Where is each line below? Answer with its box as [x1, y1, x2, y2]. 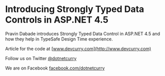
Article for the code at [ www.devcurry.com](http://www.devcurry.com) [5, 45, 151, 51]
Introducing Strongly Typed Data [5, 3, 144, 15]
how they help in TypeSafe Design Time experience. [5, 36, 113, 42]
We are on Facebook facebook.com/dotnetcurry [5, 65, 105, 71]
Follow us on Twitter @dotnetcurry [5, 55, 77, 61]
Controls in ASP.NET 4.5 [5, 14, 109, 25]
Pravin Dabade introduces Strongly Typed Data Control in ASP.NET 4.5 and [5, 30, 160, 36]
